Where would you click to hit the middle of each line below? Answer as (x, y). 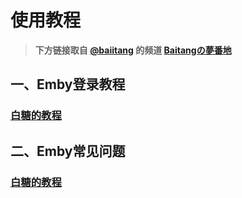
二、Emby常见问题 (68, 151)
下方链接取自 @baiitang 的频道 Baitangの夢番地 (133, 50)
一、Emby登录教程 (68, 84)
